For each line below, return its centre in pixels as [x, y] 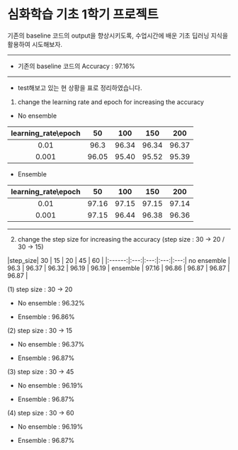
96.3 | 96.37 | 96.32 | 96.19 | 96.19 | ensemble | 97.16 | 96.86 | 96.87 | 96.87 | [119, 268]
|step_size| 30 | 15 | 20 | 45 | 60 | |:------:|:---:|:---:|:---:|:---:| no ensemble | [119, 260]
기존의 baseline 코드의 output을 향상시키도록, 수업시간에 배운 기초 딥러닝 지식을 [118, 35]
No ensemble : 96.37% [51, 344]
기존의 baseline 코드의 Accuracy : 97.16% [76, 66]
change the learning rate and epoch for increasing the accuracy [110, 102]
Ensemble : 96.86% [46, 317]
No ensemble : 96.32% [51, 303]
